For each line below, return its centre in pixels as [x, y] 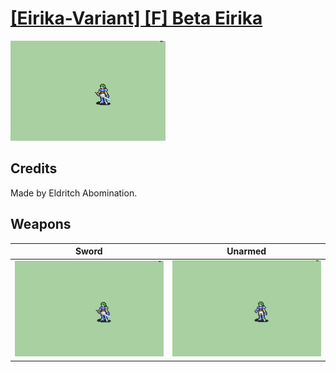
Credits [34, 168]
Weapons [41, 224]
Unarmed [246, 251]
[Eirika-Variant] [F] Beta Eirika [136, 18]
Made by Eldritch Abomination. [74, 193]
